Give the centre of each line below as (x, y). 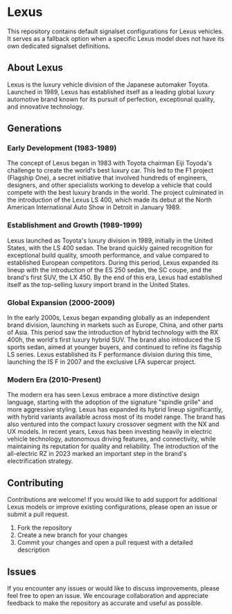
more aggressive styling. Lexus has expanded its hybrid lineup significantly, (115, 410)
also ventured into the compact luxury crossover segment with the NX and (113, 424)
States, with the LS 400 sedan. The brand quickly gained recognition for (110, 247)
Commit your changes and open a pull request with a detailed (105, 543)
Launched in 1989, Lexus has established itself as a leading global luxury (111, 91)
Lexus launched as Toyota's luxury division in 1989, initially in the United (110, 240)
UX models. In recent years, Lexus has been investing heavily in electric (110, 432)
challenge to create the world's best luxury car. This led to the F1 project (110, 170)
